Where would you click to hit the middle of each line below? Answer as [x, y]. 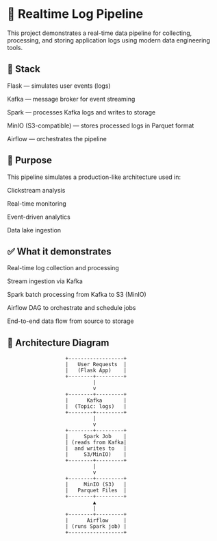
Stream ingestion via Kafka [45, 281]
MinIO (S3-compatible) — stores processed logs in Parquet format [101, 125]
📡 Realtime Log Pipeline [75, 14]
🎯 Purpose [30, 160]
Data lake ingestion [34, 230]
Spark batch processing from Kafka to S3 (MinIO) [77, 295]
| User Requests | [96, 365]
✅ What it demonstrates [59, 251]
